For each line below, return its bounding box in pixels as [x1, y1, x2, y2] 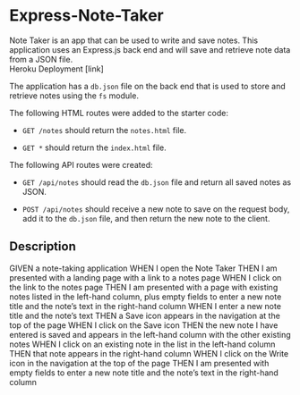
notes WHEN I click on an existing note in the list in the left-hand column [9, 339, 276, 349]
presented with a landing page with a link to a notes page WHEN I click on [9, 272, 282, 282]
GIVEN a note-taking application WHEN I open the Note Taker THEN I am [9, 263, 278, 273]
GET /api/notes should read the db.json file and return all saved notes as [21, 176, 292, 188]
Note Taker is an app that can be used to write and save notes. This [9, 35, 258, 46]
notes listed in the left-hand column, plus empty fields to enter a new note [9, 291, 282, 302]
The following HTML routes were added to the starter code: [9, 107, 229, 118]
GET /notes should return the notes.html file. [21, 124, 186, 135]
